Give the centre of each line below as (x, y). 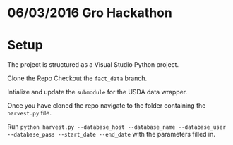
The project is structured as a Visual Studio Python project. (93, 65)
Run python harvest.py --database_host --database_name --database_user (116, 127)
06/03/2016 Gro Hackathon (90, 13)
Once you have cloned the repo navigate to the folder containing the (107, 106)
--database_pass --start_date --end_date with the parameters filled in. (111, 134)
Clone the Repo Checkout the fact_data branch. (77, 78)
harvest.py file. (29, 113)
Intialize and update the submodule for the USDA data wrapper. (97, 92)
